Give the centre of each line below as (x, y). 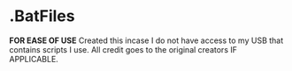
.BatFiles (42, 16)
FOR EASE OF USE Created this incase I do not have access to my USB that (146, 40)
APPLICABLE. (34, 59)
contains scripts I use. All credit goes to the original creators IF (123, 49)
